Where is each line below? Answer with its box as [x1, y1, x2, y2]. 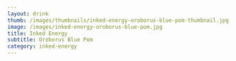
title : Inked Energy [7, 29, 69, 37]
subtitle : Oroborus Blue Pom [7, 36, 93, 43]
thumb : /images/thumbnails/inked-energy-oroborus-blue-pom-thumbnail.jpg [7, 17, 230, 24]
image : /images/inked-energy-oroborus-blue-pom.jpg [7, 23, 163, 30]
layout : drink [7, 10, 49, 18]
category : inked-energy [7, 43, 78, 50]
